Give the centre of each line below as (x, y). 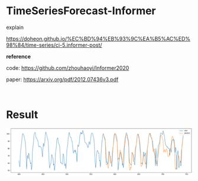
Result (22, 115)
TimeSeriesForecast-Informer (81, 11)
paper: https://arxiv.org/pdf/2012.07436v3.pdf (62, 79)
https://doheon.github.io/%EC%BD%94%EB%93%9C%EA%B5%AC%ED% (98, 38)
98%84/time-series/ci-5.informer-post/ (54, 45)
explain (15, 27)
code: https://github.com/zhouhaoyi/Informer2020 (68, 68)
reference (19, 56)
